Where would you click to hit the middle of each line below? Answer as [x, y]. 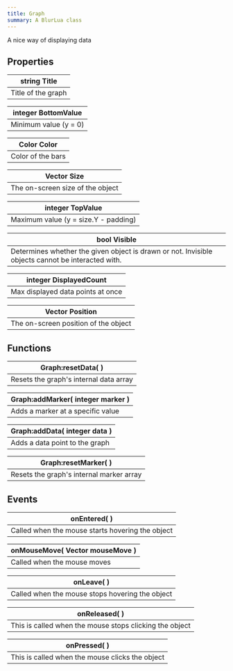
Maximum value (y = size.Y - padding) [74, 219]
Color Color [38, 144]
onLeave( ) [91, 582]
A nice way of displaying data [49, 40]
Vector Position [71, 312]
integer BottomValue [48, 113]
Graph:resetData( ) [72, 367]
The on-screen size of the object [65, 188]
